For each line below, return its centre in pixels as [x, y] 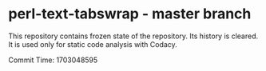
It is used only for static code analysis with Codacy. [93, 44]
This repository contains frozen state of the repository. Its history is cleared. [133, 36]
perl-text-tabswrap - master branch [130, 14]
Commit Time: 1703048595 [53, 60]
